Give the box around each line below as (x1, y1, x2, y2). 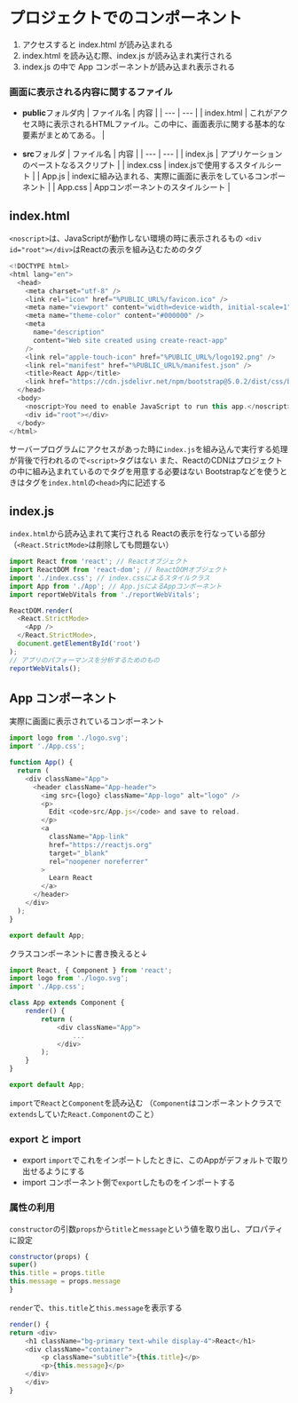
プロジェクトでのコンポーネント (9, 8, 243, 28)
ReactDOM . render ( (9, 606, 74, 615)
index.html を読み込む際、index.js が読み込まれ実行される (21, 50, 233, 60)
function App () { (9, 758, 74, 767)
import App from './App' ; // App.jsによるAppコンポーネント (9, 582, 223, 591)
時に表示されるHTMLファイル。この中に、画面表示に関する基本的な (37, 119, 286, 130)
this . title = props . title (9, 1269, 105, 1278)
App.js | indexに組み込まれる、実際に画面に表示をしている (41, 170, 255, 182)
